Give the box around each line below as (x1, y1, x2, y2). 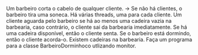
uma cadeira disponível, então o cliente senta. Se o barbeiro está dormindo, (6, 30, 191, 37)
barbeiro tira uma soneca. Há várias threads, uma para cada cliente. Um (6, 11, 182, 18)
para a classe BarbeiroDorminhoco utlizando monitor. (6, 42, 136, 49)
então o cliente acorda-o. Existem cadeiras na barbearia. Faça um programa (6, 36, 193, 43)
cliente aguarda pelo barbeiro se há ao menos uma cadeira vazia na (6, 18, 172, 24)
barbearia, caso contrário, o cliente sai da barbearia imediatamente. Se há (6, 23, 187, 30)
